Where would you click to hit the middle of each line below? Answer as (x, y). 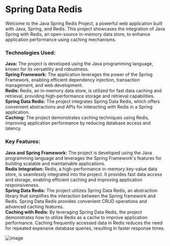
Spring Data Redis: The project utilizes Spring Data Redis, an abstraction (81, 190)
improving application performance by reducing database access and (78, 123)
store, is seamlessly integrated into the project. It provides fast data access (84, 174)
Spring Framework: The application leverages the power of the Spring (79, 75)
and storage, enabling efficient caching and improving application (74, 180)
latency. (13, 128)
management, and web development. (44, 85)
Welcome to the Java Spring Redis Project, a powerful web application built (84, 23)
